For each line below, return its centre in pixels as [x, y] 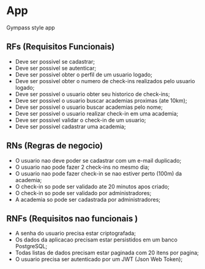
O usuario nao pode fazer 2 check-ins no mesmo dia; [82, 167]
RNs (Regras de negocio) [54, 146]
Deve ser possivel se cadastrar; [55, 61]
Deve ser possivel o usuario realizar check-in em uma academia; [97, 113]
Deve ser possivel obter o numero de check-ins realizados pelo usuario [105, 81]
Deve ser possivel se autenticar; [56, 68]
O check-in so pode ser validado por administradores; [83, 193]
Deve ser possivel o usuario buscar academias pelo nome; [89, 107]
